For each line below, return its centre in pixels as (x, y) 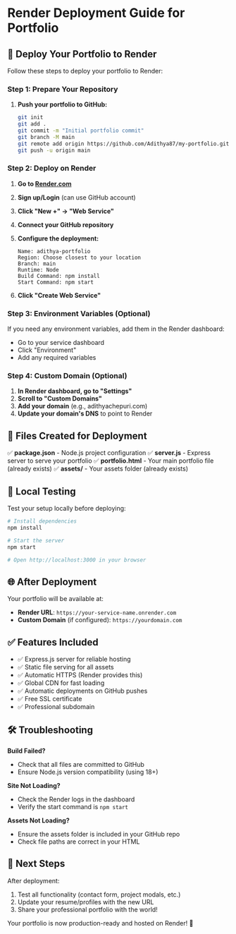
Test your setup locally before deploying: (67, 509)
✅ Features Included (53, 642)
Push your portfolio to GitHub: (62, 104)
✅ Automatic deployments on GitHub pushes (82, 691)
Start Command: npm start (55, 282)
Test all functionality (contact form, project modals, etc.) (99, 894)
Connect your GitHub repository (66, 224)
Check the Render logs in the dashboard (76, 799)
